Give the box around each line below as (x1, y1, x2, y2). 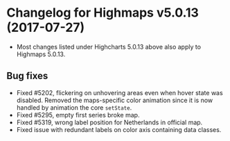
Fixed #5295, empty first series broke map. (16, 110, 140, 119)
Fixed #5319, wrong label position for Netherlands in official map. (16, 118, 203, 126)
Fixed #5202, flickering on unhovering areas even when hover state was (16, 88, 223, 97)
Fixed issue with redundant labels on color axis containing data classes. (16, 125, 222, 133)
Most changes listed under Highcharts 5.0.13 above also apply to (16, 42, 202, 51)
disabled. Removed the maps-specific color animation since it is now (16, 96, 213, 104)
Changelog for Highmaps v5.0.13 (6, 5, 199, 21)
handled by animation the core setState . (16, 103, 132, 112)
